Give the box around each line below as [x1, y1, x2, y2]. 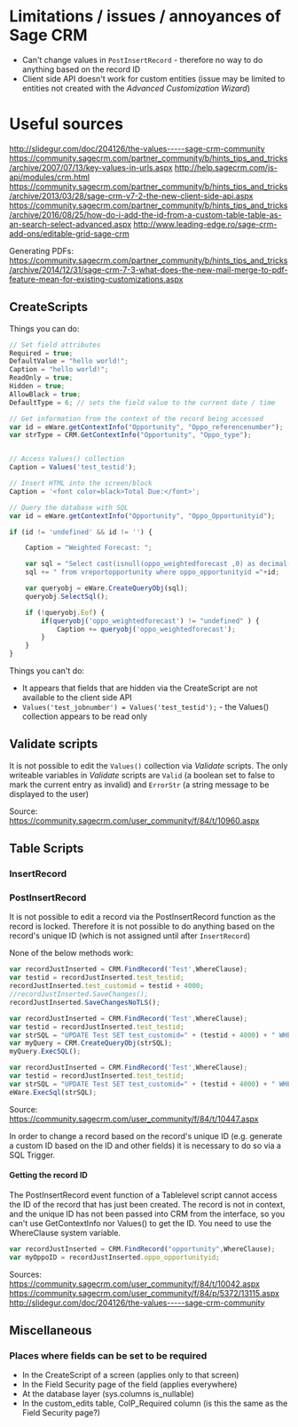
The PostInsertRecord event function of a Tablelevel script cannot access [9, 1189, 278, 1200]
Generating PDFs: [9, 245, 74, 256]
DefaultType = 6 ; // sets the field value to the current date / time [9, 398, 276, 407]
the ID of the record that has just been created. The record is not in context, [9, 1199, 286, 1209]
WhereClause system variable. [9, 1227, 122, 1238]
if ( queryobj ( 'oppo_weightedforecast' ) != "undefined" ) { [41, 616, 260, 626]
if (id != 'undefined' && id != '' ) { [9, 527, 153, 537]
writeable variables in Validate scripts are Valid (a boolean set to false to [9, 769, 275, 780]
